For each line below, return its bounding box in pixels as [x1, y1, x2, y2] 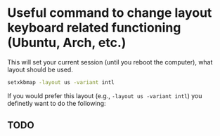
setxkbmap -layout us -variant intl [7, 79, 115, 86]
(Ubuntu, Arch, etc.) [7, 35, 127, 50]
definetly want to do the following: [7, 99, 107, 107]
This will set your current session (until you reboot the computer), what [7, 57, 213, 66]
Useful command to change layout [7, 5, 212, 21]
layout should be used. [7, 65, 74, 74]
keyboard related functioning [7, 20, 181, 36]
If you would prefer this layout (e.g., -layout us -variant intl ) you [7, 91, 202, 100]
